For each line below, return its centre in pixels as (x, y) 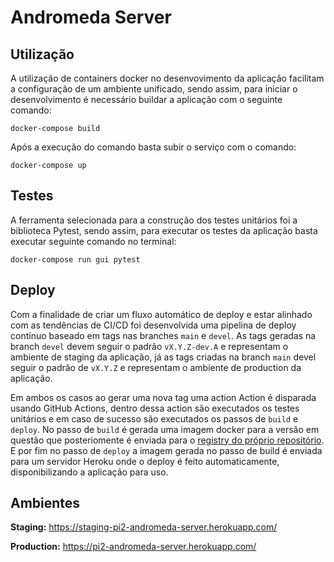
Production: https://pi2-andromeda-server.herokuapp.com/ (133, 547)
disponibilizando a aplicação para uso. (89, 472)
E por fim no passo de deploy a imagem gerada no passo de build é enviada (166, 450)
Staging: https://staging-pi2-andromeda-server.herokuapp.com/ (144, 527)
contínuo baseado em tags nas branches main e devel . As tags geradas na (163, 335)
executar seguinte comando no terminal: (93, 241)
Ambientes (45, 503)
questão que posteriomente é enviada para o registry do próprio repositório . (167, 440)
